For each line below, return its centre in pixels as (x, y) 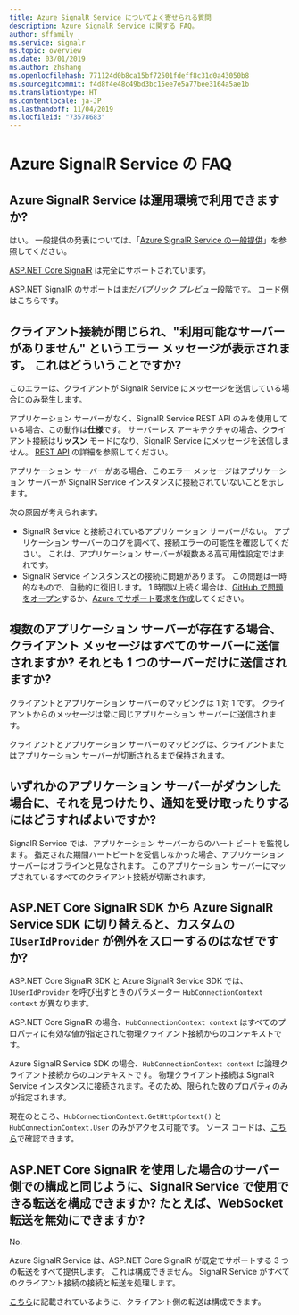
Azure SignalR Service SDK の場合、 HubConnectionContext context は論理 (145, 1064)
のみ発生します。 (56, 399)
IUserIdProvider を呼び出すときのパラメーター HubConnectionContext (136, 992)
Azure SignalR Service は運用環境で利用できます (144, 200)
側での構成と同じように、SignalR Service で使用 (144, 1186)
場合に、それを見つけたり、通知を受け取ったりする (149, 803)
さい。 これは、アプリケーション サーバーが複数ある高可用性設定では (149, 553)
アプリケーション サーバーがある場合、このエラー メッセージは (125, 471)
